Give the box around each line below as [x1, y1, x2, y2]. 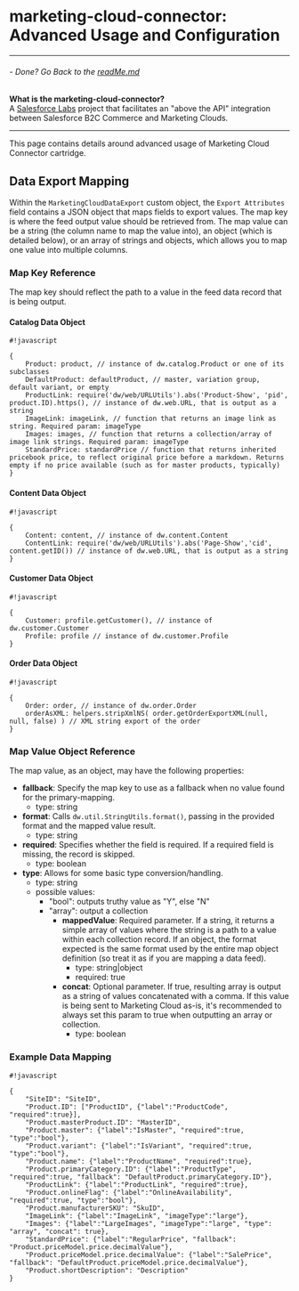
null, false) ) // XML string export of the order [9, 717, 201, 727]
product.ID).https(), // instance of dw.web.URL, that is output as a [9, 399, 277, 408]
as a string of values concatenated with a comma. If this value [61, 991, 289, 1002]
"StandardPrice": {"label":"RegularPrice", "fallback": [25, 1235, 238, 1244]
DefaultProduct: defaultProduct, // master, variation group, [25, 376, 261, 385]
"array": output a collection [48, 905, 149, 916]
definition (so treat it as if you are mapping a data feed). [61, 953, 267, 963]
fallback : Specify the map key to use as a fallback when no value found [21, 783, 285, 793]
